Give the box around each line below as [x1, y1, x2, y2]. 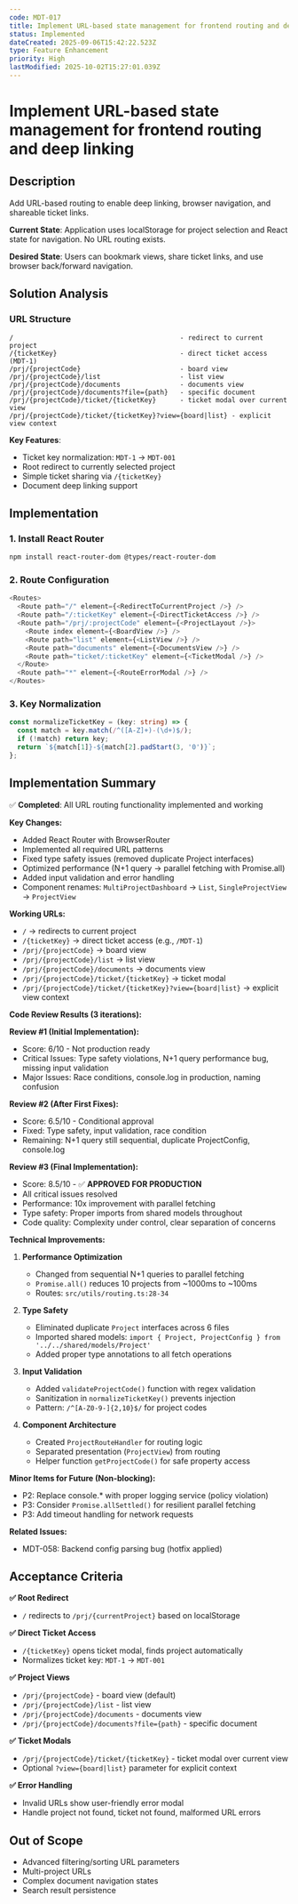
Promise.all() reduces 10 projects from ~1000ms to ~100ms [35, 1278, 257, 1288]
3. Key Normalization [9, 698, 102, 710]
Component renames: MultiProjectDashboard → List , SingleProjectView [21, 882, 286, 892]
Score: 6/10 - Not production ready [21, 1043, 151, 1054]
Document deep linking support [21, 480, 138, 490]
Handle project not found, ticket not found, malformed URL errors [21, 1807, 262, 1818]
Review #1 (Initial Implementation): [9, 1026, 139, 1037]
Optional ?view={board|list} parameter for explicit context [21, 1763, 238, 1773]
